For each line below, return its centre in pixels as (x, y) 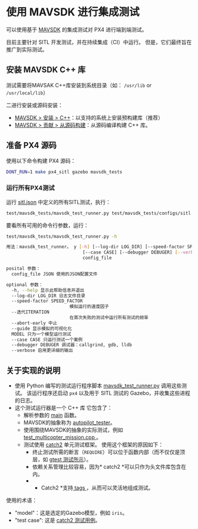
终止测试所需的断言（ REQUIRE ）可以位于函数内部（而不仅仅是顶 (109, 452)
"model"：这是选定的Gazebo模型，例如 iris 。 (71, 513)
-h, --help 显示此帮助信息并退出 (48, 290)
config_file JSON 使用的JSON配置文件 (55, 274)
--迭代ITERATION (30, 312)
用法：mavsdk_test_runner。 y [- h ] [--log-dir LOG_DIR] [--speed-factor (95, 247)
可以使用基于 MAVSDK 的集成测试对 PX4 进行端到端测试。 (77, 29)
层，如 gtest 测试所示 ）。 (62, 459)
